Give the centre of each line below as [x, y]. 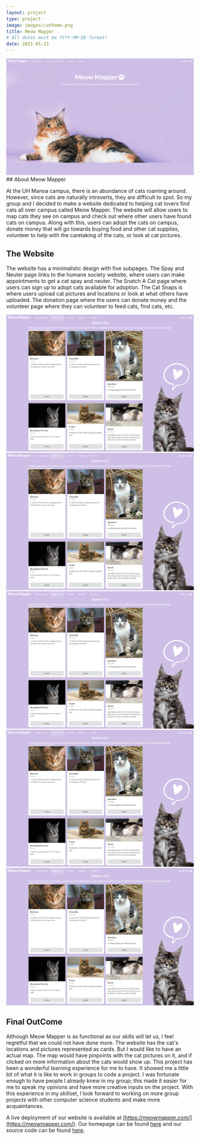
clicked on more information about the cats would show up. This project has [99, 1062]
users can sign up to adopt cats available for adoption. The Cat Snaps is [94, 287]
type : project [24, 19]
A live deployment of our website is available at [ [65, 1118]
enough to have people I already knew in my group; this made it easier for [96, 1081]
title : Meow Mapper [30, 32]
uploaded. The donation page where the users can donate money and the [96, 300]
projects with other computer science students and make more [83, 1100]
